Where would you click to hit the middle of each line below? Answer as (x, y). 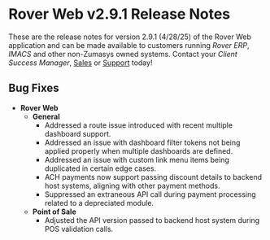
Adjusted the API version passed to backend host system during (152, 220)
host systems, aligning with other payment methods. (132, 185)
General (46, 116)
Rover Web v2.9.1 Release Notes (120, 14)
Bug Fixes (34, 88)
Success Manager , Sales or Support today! (81, 63)
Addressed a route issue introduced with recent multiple (139, 125)
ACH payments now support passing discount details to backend (153, 177)
